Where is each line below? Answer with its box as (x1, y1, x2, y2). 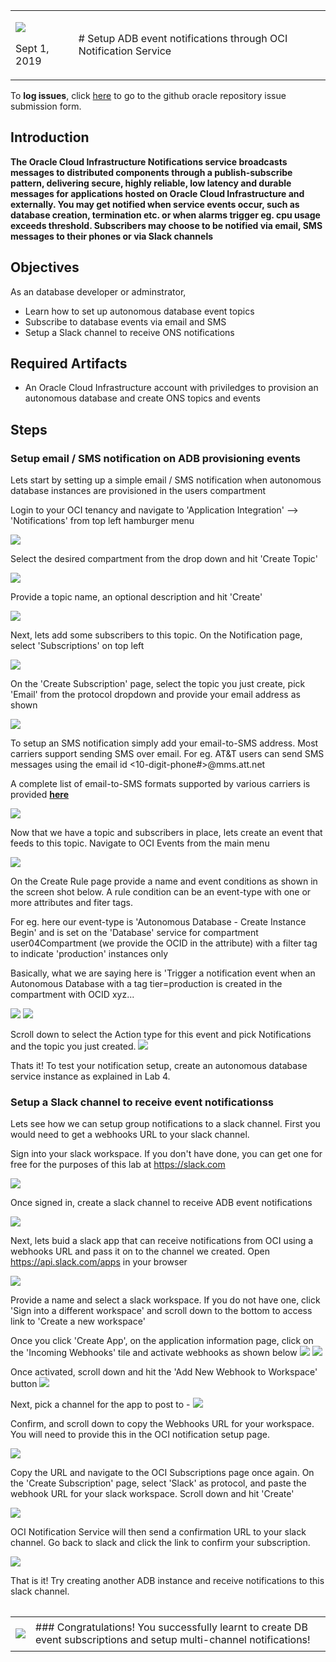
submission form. (10, 100, 82, 112)
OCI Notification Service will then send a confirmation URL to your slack (10, 1526, 307, 1538)
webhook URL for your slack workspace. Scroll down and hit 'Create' (10, 1488, 295, 1500)
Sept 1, (15, 42, 50, 55)
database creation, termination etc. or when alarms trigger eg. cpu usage (10, 209, 321, 221)
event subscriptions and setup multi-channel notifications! (35, 1633, 311, 1647)
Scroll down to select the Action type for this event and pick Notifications (10, 1029, 312, 1041)
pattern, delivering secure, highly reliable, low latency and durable (10, 177, 292, 189)
